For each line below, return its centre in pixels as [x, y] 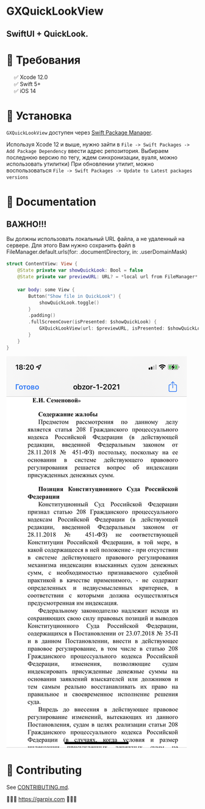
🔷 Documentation [51, 201]
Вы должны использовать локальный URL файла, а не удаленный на [95, 239]
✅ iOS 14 [25, 91]
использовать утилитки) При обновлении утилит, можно [80, 164]
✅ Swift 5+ [27, 84]
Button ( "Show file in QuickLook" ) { [75, 296]
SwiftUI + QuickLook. [47, 34]
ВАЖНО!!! [27, 224]
